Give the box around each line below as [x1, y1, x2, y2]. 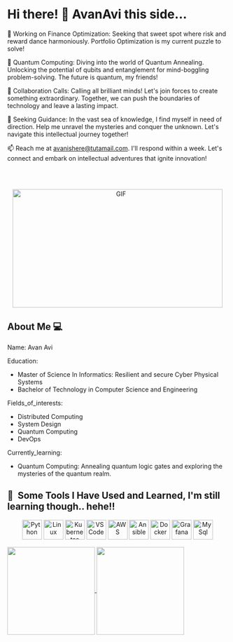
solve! [7, 44, 25, 53]
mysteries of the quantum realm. [17, 469, 112, 478]
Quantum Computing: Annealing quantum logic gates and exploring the [17, 462, 223, 470]
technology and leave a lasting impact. [7, 101, 119, 109]
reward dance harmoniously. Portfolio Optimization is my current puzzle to [7, 36, 222, 45]
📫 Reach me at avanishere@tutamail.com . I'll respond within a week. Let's [7, 144, 223, 152]
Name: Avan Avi [7, 343, 53, 352]
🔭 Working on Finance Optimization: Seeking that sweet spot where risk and [7, 29, 227, 38]
